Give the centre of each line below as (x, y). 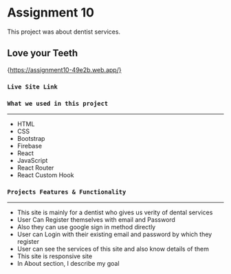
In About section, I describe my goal (68, 264)
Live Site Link (33, 87)
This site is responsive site (55, 256)
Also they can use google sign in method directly (86, 227)
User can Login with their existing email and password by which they (114, 234)
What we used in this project (58, 103)
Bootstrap (31, 138)
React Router (35, 168)
